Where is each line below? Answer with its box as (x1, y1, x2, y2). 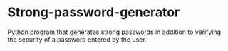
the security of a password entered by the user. (7, 35, 147, 43)
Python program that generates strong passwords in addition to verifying (7, 28, 222, 36)
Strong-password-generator (7, 4, 180, 21)
